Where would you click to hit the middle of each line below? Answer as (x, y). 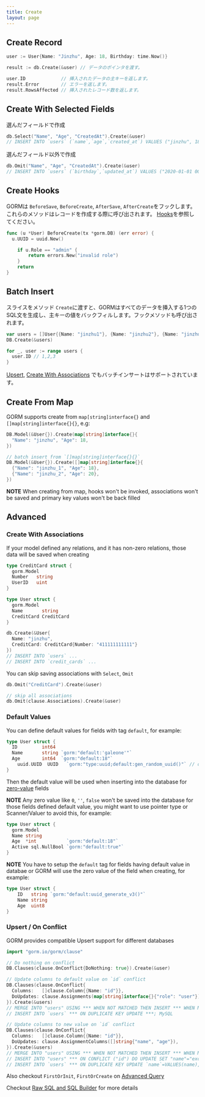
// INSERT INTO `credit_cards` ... (52, 662)
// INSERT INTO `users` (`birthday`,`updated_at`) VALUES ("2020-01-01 (99, 172)
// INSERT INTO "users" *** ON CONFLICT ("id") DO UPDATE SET (87, 1059)
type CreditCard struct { (39, 566)
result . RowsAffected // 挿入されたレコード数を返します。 (74, 90)
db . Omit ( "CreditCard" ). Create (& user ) (54, 684)
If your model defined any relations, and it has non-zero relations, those (96, 548)
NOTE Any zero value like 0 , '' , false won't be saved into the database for (100, 800)
